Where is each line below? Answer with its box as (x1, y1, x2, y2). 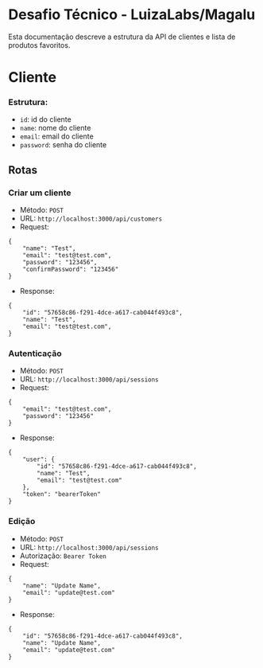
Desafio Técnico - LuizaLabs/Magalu (8, 6, 256, 24)
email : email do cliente (19, 131, 94, 141)
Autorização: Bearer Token (19, 551, 107, 561)
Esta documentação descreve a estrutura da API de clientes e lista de (8, 32, 236, 41)
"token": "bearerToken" (22, 490, 102, 498)
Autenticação (8, 348, 62, 359)
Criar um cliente (8, 187, 72, 198)
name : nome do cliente (19, 123, 91, 133)
